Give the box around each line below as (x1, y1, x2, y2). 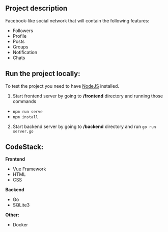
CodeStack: (5, 143, 44, 151)
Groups (12, 43, 29, 50)
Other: (5, 212, 19, 218)
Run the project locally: (5, 69, 80, 78)
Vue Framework (12, 166, 46, 172)
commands (12, 98, 37, 104)
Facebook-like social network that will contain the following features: (5, 17, 150, 23)
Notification (12, 49, 37, 55)
